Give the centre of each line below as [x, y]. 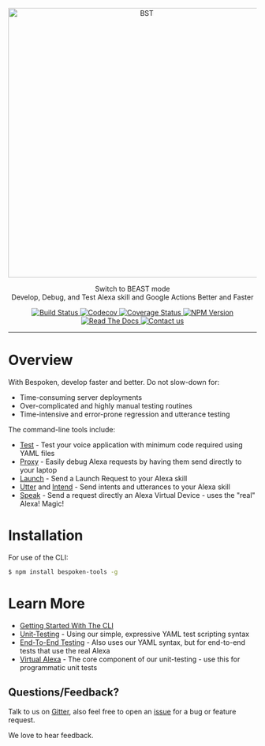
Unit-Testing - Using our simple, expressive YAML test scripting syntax [134, 634]
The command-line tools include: [62, 429]
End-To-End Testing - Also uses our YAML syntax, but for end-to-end [132, 642]
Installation [46, 535]
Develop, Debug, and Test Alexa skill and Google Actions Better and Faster [132, 297]
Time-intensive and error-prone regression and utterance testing [125, 414]
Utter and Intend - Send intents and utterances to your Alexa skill [125, 487]
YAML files [37, 453]
